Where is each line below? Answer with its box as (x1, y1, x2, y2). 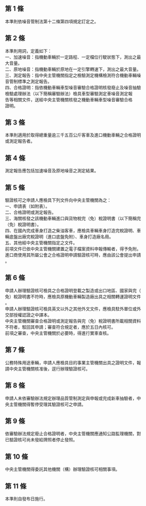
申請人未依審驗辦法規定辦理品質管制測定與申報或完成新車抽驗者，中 (5, 395, 141, 401)
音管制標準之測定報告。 (5, 78, 52, 84)
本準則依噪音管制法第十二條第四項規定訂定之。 (5, 19, 98, 24)
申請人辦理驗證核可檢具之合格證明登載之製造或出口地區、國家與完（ (5, 287, 141, 293)
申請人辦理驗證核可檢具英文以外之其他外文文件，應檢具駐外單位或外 (5, 306, 141, 312)
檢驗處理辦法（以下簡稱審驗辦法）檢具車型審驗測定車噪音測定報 (5, 91, 132, 96)
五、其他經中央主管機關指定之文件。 (5, 240, 78, 246)
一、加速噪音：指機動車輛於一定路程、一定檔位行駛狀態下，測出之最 (5, 54, 141, 60)
